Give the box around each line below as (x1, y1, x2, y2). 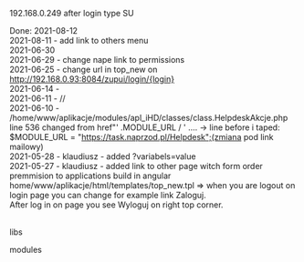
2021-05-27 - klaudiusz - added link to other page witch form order (9, 161, 263, 171)
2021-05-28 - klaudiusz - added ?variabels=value (9, 151, 196, 162)
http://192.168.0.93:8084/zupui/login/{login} (9, 74, 175, 85)
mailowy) (9, 141, 44, 152)
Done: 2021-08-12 (9, 25, 79, 35)
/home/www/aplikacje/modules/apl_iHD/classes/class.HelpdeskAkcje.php (9, 113, 288, 123)
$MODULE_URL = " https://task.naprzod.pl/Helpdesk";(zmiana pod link (9, 132, 274, 142)
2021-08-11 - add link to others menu (9, 35, 149, 45)
